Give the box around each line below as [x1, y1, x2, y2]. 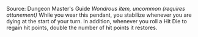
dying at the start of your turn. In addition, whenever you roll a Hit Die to [6, 18, 188, 24]
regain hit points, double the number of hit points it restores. [6, 24, 158, 31]
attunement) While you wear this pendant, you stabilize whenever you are [6, 11, 192, 18]
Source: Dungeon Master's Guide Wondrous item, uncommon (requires [6, 5, 185, 12]
